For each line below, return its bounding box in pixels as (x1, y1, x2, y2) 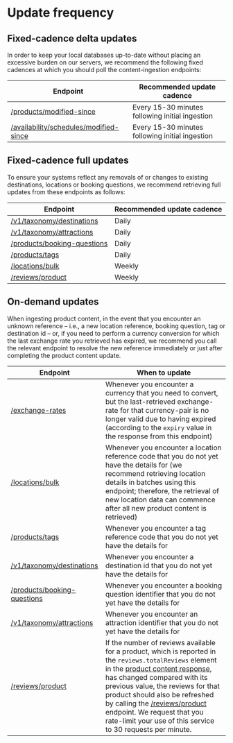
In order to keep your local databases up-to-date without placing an (7, 51, 201, 59)
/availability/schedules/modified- (10, 123, 119, 132)
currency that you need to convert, (105, 388, 218, 398)
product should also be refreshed (105, 690, 214, 699)
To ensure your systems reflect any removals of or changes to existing (7, 173, 209, 181)
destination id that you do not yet (105, 561, 213, 570)
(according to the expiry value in (105, 422, 212, 432)
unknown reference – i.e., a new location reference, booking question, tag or (7, 321, 225, 330)
